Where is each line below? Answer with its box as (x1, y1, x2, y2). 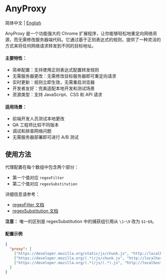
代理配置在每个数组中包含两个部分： (5, 164, 79, 170)
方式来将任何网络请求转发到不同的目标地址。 (5, 42, 96, 48)
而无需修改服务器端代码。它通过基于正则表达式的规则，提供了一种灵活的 (13, 37, 161, 42)
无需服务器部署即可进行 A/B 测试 (12, 134, 79, 140)
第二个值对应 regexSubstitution (12, 181, 78, 187)
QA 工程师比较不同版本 (12, 122, 59, 128)
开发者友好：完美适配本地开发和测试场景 (12, 85, 95, 91)
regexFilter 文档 (12, 202, 44, 208)
